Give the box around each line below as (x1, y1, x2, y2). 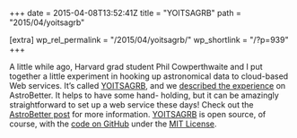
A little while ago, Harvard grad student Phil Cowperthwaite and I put (9, 62, 263, 72)
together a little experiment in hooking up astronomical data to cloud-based (9, 71, 289, 82)
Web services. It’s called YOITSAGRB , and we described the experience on (9, 81, 286, 91)
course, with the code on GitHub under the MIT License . (9, 118, 217, 129)
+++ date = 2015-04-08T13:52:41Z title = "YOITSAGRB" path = (9, 8, 242, 18)
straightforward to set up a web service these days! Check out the (9, 99, 254, 110)
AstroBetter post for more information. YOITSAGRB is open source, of (9, 109, 266, 119)
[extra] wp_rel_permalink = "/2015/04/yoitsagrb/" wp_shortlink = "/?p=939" (9, 35, 289, 45)
